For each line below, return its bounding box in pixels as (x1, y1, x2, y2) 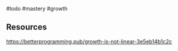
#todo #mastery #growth (6, 5, 67, 12)
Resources (6, 22, 47, 32)
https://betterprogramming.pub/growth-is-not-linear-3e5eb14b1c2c (6, 38, 172, 45)
